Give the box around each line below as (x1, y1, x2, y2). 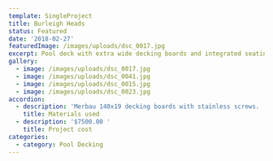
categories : (8, 133, 49, 141)
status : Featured (8, 27, 67, 35)
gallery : (8, 58, 38, 66)
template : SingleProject (8, 11, 93, 20)
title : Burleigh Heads (8, 20, 85, 28)
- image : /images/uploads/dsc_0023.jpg (15, 87, 151, 96)
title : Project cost (23, 125, 93, 133)
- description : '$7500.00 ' (15, 118, 111, 126)
